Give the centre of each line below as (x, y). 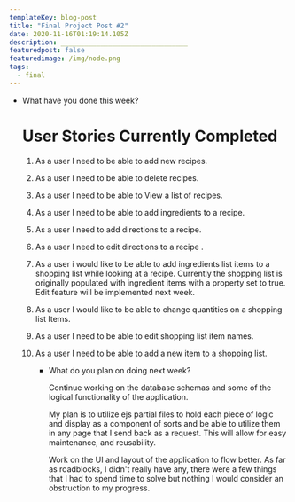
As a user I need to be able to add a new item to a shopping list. (151, 353)
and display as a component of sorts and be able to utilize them (164, 423)
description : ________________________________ (99, 42)
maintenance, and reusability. (102, 442)
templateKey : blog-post (53, 17)
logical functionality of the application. (118, 396)
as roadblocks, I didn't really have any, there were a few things (163, 469)
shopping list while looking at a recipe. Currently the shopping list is (159, 273)
